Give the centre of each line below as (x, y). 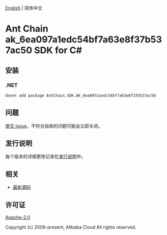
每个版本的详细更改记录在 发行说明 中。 (45, 156)
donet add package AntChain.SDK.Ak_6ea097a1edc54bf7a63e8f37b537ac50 (81, 95)
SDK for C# (58, 51)
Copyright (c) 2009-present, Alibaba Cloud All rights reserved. (71, 227)
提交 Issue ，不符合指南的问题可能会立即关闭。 (54, 126)
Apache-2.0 (18, 217)
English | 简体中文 (24, 8)
